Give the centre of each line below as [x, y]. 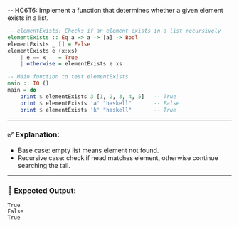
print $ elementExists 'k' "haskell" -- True [98, 110]
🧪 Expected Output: [42, 190]
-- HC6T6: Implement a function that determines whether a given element [116, 10]
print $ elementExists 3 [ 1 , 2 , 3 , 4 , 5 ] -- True [98, 96]
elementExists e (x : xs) [43, 51]
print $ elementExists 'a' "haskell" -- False [100, 103]
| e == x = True [49, 57]
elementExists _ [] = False [49, 44]
